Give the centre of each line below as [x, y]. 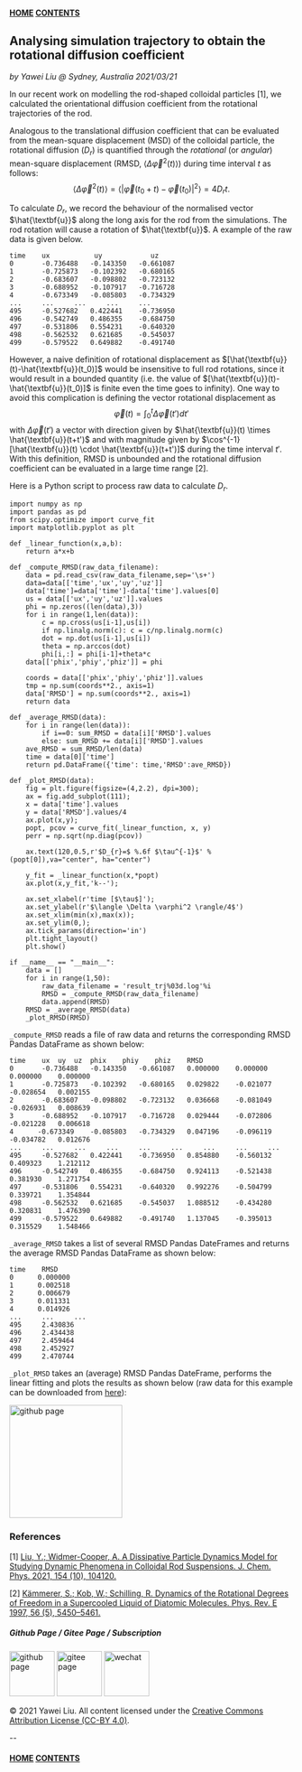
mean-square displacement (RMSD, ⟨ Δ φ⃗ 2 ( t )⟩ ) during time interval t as [141, 163]
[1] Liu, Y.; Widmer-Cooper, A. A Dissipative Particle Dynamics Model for [143, 1556]
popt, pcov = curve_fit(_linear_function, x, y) [119, 828]
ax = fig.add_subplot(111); [78, 797]
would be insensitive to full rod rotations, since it [195, 369]
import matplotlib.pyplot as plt [72, 528]
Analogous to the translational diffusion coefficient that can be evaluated [144, 131]
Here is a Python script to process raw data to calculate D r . [119, 486]
